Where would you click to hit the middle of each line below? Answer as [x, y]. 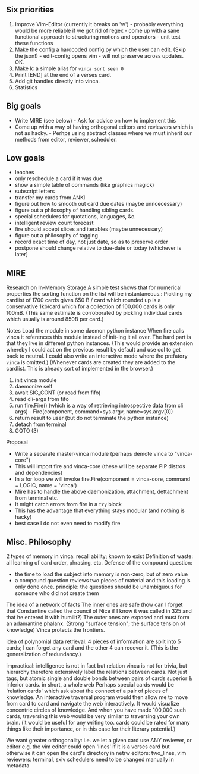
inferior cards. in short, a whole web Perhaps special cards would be [90, 685]
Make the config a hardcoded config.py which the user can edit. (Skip [100, 49]
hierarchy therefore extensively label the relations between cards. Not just [97, 672]
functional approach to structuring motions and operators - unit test [98, 37]
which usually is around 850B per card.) [55, 319]
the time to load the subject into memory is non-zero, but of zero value [101, 574]
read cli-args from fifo [42, 399]
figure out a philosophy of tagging [56, 236]
